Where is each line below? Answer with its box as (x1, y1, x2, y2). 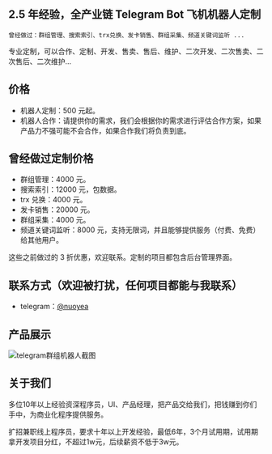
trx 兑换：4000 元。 (19, 195, 87, 205)
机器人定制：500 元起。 (19, 105, 100, 115)
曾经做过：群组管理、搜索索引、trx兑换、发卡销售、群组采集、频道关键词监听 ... (8, 31, 245, 39)
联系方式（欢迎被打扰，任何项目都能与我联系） (8, 278, 243, 292)
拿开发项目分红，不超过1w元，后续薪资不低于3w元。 (8, 436, 184, 447)
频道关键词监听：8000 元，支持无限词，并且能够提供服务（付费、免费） (19, 225, 261, 235)
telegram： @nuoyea (19, 302, 89, 312)
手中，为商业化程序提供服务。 (8, 409, 108, 419)
